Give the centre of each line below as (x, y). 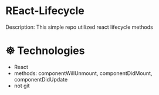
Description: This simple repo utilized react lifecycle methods (79, 27)
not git (22, 86)
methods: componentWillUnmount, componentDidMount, (83, 73)
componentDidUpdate (41, 79)
